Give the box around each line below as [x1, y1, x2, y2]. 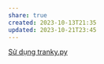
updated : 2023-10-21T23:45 [8, 26, 97, 34]
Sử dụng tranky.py [8, 48, 69, 57]
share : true [8, 11, 47, 20]
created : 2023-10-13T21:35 [8, 19, 97, 27]
